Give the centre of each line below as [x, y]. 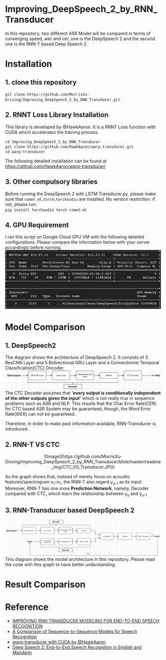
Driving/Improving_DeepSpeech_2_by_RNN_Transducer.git [63, 100]
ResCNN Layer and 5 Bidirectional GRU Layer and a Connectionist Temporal [82, 363]
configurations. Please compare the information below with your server [78, 242]
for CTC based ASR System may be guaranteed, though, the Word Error [78, 409]
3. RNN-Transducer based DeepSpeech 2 [70, 511]
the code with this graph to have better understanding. [61, 564]
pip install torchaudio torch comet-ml [46, 210]
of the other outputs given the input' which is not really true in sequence [80, 398]
